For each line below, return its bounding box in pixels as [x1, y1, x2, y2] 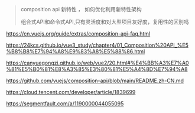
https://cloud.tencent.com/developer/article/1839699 [6, 89, 136, 95]
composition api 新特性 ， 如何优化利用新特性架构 [20, 6, 142, 12]
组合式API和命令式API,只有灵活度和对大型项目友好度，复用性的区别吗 [20, 18, 189, 25]
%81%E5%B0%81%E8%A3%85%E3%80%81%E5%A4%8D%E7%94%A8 [6, 66, 188, 73]
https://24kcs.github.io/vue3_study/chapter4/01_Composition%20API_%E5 [6, 41, 189, 49]
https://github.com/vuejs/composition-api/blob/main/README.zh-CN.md [6, 77, 184, 84]
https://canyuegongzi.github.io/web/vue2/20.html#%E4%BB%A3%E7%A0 [6, 59, 189, 66]
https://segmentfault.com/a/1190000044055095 [6, 100, 124, 107]
